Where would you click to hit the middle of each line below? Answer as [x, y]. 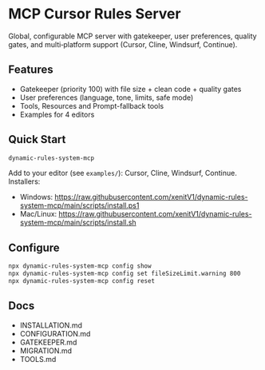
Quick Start [37, 139]
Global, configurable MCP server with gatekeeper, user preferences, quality [132, 36]
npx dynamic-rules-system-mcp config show [80, 266]
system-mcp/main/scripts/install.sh [78, 223]
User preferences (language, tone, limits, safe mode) [107, 97]
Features [31, 70]
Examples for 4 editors [57, 114]
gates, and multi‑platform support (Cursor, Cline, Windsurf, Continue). [123, 44]
